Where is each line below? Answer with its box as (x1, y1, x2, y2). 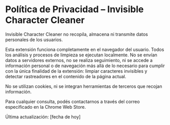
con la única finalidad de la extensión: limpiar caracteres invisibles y (5, 68, 148, 74)
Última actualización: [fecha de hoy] (5, 113, 81, 120)
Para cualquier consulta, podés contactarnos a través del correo (5, 98, 140, 105)
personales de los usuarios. (5, 37, 63, 43)
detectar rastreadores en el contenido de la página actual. (5, 73, 127, 79)
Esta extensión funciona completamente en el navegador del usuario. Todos (5, 46, 164, 52)
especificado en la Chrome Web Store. (5, 104, 86, 110)
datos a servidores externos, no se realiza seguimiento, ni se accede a (5, 57, 153, 63)
